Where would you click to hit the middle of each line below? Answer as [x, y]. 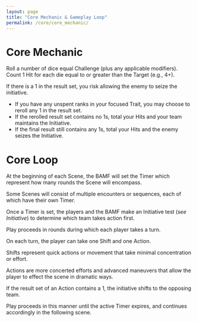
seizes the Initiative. [39, 136]
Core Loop [32, 160]
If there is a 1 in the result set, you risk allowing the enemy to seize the [92, 86]
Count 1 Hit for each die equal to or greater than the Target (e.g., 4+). [90, 75]
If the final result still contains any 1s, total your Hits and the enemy [96, 130]
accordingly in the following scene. [49, 312]
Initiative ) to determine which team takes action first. [71, 218]
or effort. [17, 259]
